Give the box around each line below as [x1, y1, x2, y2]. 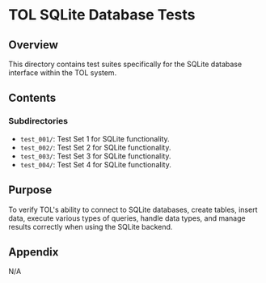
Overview [8, 38, 59, 52]
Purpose [8, 184, 53, 197]
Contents [8, 91, 57, 105]
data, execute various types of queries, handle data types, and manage [8, 213, 246, 223]
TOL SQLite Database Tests [8, 6, 196, 24]
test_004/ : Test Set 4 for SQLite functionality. [19, 159, 171, 169]
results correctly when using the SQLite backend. [8, 222, 173, 231]
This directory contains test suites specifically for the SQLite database [8, 59, 243, 69]
